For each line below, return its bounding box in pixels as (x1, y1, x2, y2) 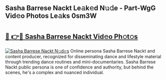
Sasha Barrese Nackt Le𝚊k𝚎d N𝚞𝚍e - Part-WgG (5, 4, 156, 12)
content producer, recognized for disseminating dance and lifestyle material (5, 54, 161, 59)
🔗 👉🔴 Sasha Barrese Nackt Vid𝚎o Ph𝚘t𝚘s (5, 32, 138, 41)
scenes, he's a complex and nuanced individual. (5, 70, 104, 75)
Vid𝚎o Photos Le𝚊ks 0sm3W (5, 12, 97, 20)
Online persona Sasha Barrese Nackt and (70, 48, 155, 54)
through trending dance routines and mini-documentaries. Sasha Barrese (5, 59, 156, 65)
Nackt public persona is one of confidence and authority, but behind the (5, 64, 154, 70)
